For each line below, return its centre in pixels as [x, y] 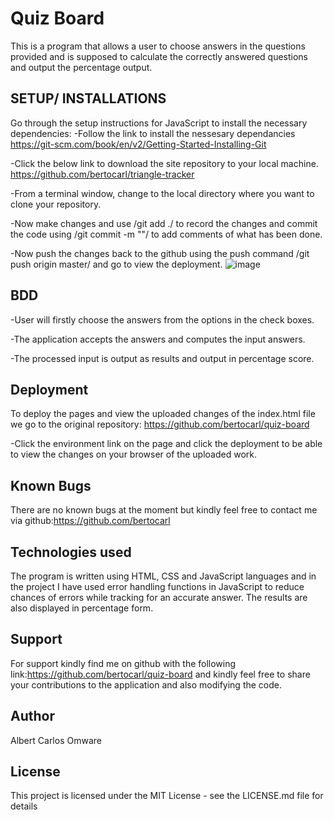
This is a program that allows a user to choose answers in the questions [158, 46]
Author [32, 716]
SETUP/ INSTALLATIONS [88, 98]
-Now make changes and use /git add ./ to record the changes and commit [164, 223]
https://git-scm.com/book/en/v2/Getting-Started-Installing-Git [138, 144]
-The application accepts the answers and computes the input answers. [158, 339]
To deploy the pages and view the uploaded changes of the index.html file [163, 414]
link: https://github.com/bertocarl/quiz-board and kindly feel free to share [160, 674]
